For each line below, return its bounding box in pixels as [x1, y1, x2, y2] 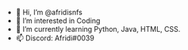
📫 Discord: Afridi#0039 [15, 33, 95, 43]
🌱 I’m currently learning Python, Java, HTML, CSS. [15, 25, 181, 33]
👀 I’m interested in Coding [15, 16, 101, 25]
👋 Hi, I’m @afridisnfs [15, 8, 83, 17]
